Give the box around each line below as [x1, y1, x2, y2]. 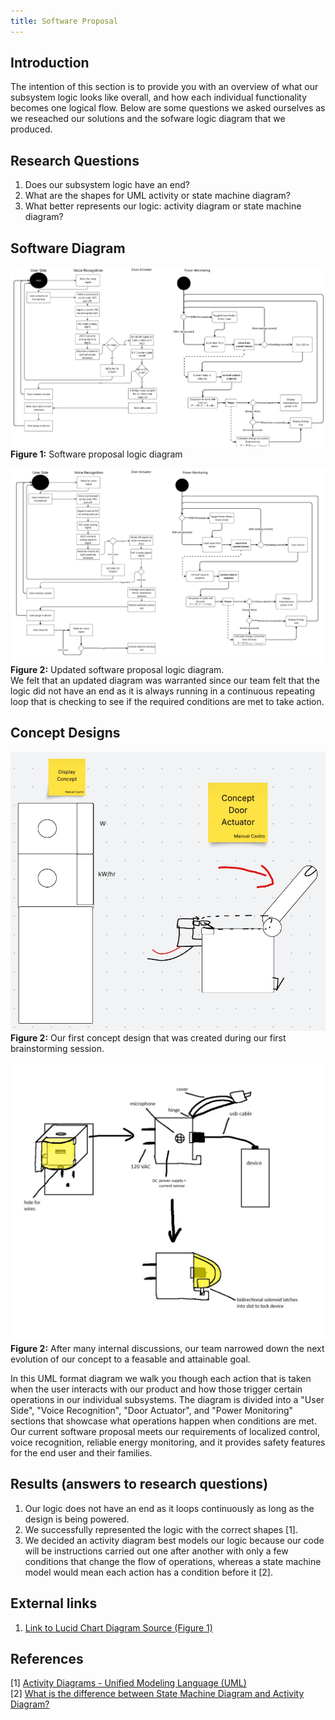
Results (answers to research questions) [10, 1476, 269, 1493]
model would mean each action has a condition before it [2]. [24, 1566, 273, 1578]
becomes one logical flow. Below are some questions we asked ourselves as [10, 102, 326, 114]
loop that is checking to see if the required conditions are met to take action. [10, 695, 325, 707]
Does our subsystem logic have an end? [24, 179, 190, 191]
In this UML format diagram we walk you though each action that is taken [10, 1373, 312, 1385]
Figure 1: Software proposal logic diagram [10, 448, 183, 460]
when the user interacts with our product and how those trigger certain [10, 1383, 303, 1395]
